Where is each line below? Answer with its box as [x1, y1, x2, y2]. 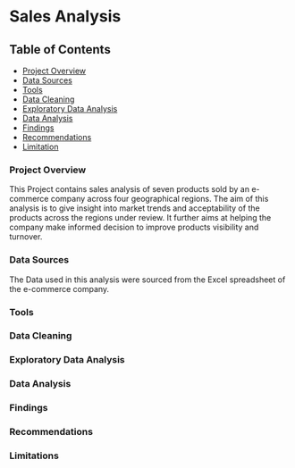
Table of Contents [9, 42, 112, 57]
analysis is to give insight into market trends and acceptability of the [9, 203, 261, 213]
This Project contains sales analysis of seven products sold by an [9, 184, 250, 195]
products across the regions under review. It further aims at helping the [9, 213, 272, 223]
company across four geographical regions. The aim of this [50, 194, 269, 205]
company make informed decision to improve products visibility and [9, 221, 259, 233]
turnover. [9, 231, 43, 242]
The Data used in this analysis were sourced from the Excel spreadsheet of [9, 274, 286, 285]
